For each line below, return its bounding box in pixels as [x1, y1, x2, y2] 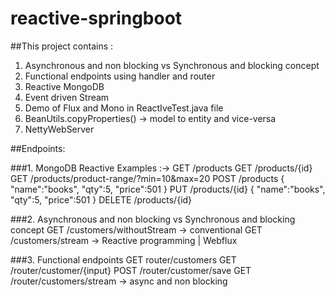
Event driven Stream [24, 91, 110, 103]
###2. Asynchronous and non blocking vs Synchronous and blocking [10, 213, 296, 225]
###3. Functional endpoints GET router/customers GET [10, 253, 237, 266]
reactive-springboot [10, 7, 183, 30]
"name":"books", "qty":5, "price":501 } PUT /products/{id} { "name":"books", [10, 183, 326, 195]
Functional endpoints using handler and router [24, 70, 216, 82]
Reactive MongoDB [24, 80, 105, 92]
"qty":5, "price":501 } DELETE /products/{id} [10, 193, 193, 206]
